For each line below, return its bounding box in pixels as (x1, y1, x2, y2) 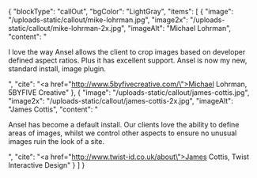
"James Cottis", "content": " (8, 104, 99, 114)
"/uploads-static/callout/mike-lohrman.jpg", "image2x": (8, 15, 188, 25)
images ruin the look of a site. (8, 137, 105, 146)
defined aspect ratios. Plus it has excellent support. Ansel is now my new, (8, 55, 248, 65)
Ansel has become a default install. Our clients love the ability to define (8, 120, 240, 129)
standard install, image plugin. (8, 64, 107, 74)
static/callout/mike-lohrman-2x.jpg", (8, 24, 127, 32)
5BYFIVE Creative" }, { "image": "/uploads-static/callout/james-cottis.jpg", (8, 88, 250, 97)
